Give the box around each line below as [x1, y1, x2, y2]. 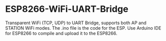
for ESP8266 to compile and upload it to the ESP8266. [5, 30, 117, 36]
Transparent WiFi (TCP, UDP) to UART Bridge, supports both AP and [5, 20, 147, 26]
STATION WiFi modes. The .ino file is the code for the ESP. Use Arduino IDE [5, 25, 161, 31]
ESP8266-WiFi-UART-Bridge [5, 3, 129, 15]
